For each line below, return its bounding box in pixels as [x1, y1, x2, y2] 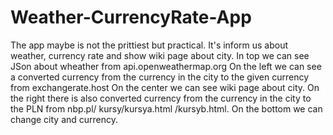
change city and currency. [10, 113, 119, 125]
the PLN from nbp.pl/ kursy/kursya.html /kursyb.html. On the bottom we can [10, 102, 323, 115]
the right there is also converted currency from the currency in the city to [10, 92, 312, 104]
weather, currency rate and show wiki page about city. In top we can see [10, 49, 310, 61]
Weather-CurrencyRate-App [10, 6, 252, 29]
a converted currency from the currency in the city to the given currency [10, 71, 310, 83]
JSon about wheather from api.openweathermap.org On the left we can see [10, 60, 322, 72]
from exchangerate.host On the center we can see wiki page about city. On [10, 81, 320, 93]
